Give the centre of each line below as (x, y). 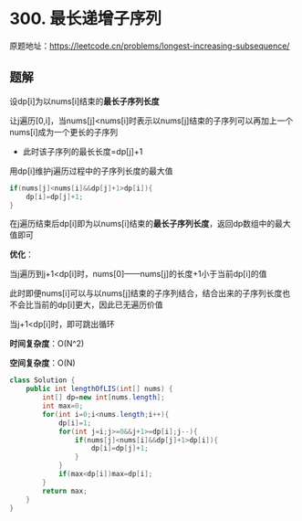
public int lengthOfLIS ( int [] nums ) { (99, 389)
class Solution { (42, 380)
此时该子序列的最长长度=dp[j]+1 (83, 151)
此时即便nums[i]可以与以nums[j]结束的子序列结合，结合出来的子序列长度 (146, 293)
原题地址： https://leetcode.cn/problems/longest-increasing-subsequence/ (150, 46)
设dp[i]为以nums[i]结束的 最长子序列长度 (84, 101)
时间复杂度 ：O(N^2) (47, 344)
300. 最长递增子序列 (86, 19)
